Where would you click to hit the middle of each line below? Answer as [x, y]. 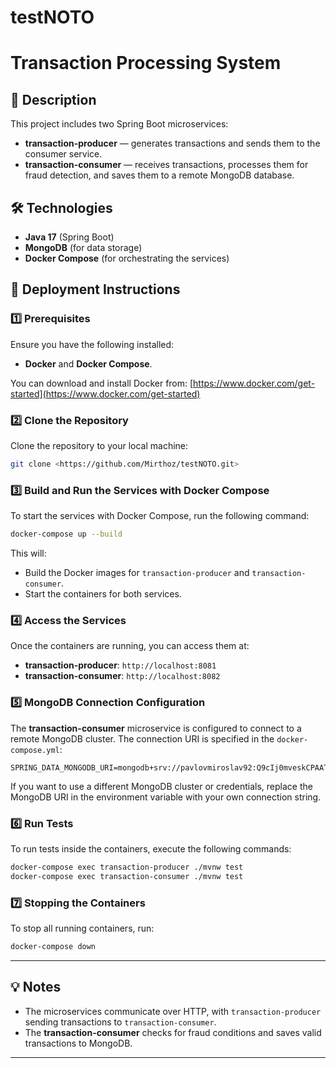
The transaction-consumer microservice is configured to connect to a [156, 728]
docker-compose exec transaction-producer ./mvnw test [127, 867]
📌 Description [53, 99]
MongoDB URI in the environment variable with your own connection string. [166, 797]
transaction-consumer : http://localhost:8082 [122, 676]
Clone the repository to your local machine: [99, 445]
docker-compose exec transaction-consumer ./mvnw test [127, 876]
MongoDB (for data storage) [83, 247]
